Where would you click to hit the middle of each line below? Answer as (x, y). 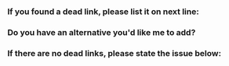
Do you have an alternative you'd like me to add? (102, 32)
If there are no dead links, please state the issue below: (114, 53)
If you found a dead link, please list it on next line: (103, 12)
